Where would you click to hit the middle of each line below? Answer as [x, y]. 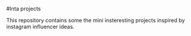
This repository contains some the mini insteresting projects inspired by [95, 20]
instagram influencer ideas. [40, 27]
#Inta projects [24, 9]
